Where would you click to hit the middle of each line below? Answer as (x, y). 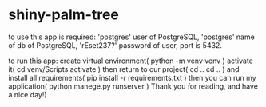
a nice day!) (28, 94)
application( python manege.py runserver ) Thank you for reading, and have (133, 86)
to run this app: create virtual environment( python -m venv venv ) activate (131, 61)
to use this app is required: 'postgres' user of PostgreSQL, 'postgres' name (132, 37)
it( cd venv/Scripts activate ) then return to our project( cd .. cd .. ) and (124, 69)
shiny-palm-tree (64, 15)
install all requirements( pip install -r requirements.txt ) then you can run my (133, 77)
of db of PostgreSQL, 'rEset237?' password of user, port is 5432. (115, 45)
